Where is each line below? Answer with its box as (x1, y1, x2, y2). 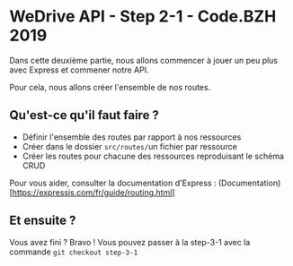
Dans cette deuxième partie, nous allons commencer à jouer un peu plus (9, 55, 279, 65)
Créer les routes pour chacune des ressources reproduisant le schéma (22, 150, 285, 161)
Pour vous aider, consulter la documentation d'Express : (9, 177, 217, 188)
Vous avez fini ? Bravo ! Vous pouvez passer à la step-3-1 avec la (9, 236, 251, 247)
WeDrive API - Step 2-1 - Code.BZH (9, 6, 277, 27)
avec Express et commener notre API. (9, 64, 150, 75)
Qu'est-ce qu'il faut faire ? (9, 107, 160, 123)
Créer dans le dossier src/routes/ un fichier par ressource (22, 141, 238, 151)
